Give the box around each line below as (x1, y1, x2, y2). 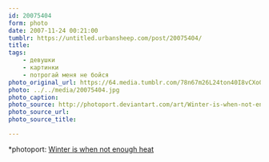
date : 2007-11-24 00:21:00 (8, 26, 98, 34)
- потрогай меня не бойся (22, 71, 110, 79)
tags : (8, 49, 26, 57)
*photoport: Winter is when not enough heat (8, 144, 155, 154)
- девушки (22, 57, 56, 65)
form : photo (8, 19, 48, 27)
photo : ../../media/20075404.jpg (8, 85, 120, 94)
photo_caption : (8, 93, 59, 101)
